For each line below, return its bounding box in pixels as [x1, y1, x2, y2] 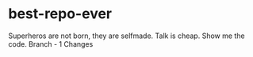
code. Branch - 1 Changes [8, 39, 94, 48]
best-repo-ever [8, 5, 113, 23]
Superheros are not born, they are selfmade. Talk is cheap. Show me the [8, 31, 245, 40]
